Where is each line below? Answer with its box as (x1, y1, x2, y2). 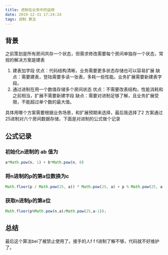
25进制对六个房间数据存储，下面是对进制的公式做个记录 (5, 116, 120, 122)
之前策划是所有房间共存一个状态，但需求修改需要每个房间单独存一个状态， (5, 51, 159, 57)
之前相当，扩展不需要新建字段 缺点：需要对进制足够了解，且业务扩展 (12, 93, 154, 99)
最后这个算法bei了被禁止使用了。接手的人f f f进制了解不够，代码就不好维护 (5, 238, 159, 244)
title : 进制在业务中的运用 (5, 7, 55, 13)
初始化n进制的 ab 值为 (5, 148, 59, 155)
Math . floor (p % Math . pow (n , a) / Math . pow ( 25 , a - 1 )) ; (5, 209, 107, 214)
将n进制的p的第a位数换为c (5, 172, 69, 179)
